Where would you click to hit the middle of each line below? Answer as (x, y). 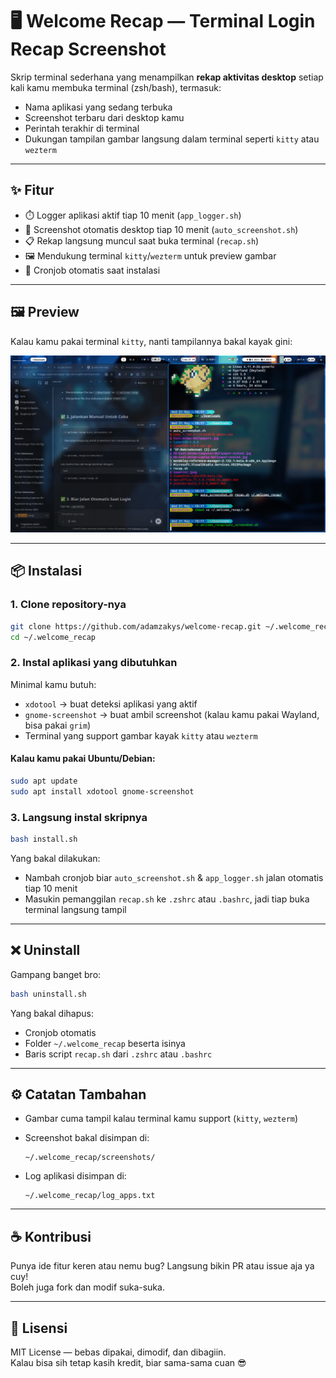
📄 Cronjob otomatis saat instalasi (92, 270)
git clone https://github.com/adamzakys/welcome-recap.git (136, 626)
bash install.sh (44, 839)
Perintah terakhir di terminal (82, 128)
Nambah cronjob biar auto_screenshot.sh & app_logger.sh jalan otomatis (174, 877)
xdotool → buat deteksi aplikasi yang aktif (111, 704)
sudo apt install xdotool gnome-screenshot (102, 791)
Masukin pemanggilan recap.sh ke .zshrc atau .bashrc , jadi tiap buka (167, 899)
